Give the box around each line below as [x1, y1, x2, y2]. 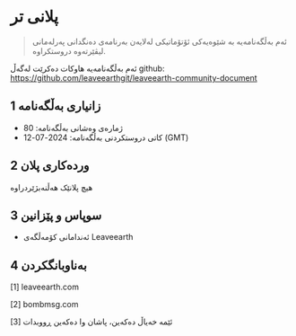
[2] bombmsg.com [10, 299, 79, 310]
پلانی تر [10, 6, 59, 27]
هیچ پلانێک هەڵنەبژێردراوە [10, 181, 93, 192]
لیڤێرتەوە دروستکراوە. [31, 45, 106, 56]
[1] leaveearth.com [10, 281, 80, 293]
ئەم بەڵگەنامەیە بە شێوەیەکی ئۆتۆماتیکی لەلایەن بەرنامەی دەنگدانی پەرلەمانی [31, 36, 288, 47]
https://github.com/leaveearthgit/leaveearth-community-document [10, 72, 258, 83]
